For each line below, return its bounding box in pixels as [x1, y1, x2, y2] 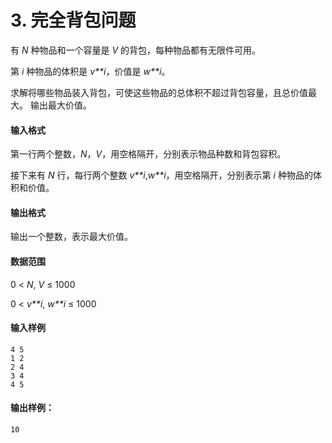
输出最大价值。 [29, 99, 92, 111]
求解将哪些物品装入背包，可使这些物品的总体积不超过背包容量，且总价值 [10, 86, 308, 98]
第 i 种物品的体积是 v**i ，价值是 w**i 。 [10, 65, 171, 77]
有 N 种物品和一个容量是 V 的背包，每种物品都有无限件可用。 [10, 44, 261, 56]
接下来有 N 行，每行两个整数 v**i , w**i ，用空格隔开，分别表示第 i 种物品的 [10, 169, 313, 181]
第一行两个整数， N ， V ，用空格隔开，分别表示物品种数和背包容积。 [10, 148, 287, 160]
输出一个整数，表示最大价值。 [10, 231, 133, 243]
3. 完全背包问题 [10, 9, 137, 32]
